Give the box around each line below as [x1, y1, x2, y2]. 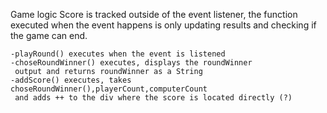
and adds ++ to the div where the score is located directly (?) [14, 93, 293, 103]
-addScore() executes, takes [10, 75, 132, 85]
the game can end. [10, 30, 88, 41]
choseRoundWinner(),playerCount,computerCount [10, 84, 208, 94]
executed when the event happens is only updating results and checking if [10, 19, 317, 31]
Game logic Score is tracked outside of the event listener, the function [10, 9, 298, 20]
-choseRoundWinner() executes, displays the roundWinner [10, 58, 253, 68]
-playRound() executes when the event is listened [10, 49, 226, 59]
